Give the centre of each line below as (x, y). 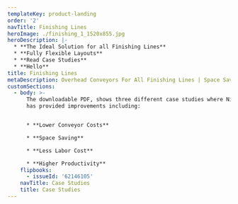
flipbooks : (36, 170)
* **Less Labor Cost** (59, 151)
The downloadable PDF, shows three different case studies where (124, 100)
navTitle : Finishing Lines (47, 27)
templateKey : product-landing (52, 14)
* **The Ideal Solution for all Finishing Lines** (90, 47)
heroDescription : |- (38, 40)
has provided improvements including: (83, 106)
